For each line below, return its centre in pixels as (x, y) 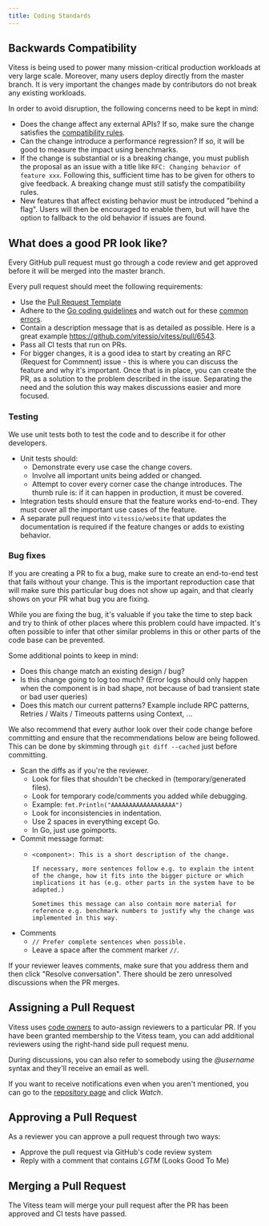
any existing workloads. (47, 93)
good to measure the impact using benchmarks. (99, 150)
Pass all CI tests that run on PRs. (73, 345)
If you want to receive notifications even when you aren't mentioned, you (129, 1083)
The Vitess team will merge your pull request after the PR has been (118, 1205)
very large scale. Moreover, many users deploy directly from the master (126, 76)
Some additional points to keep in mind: (73, 656)
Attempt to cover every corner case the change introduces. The (137, 484)
